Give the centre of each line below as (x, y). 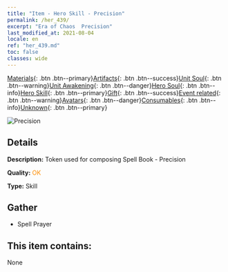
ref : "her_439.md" (34, 46)
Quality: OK (24, 173)
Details (22, 143)
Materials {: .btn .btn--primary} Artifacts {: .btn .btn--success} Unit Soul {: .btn (115, 78)
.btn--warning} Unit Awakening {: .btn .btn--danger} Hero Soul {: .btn (102, 85)
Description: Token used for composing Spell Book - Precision (97, 159)
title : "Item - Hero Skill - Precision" (66, 13)
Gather (22, 207)
